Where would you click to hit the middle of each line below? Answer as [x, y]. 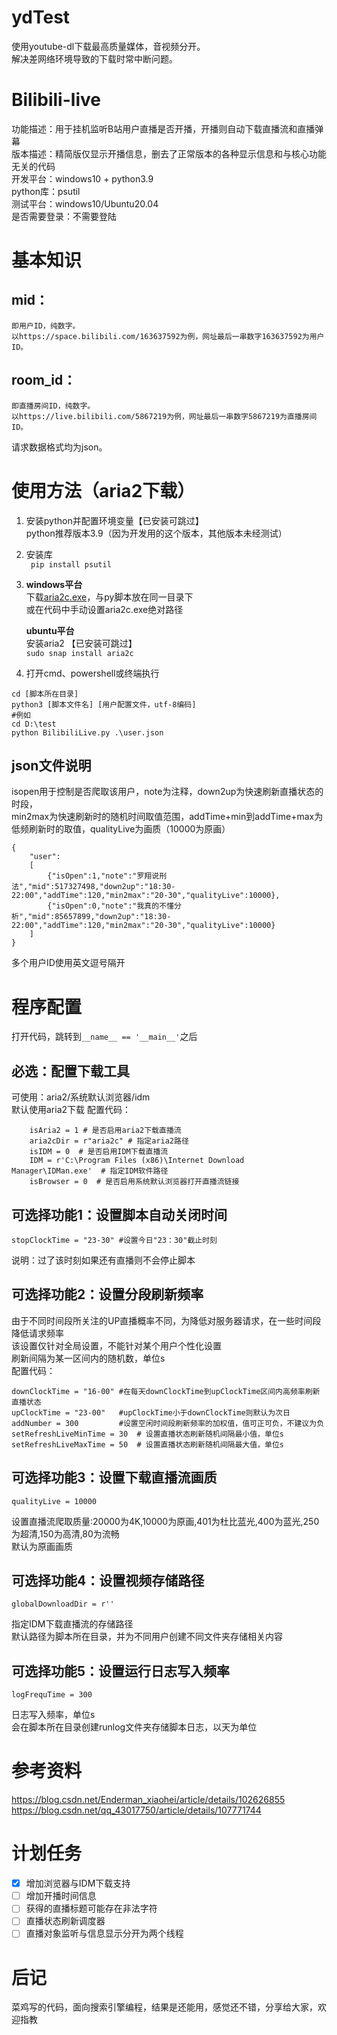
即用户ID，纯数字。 [46, 326]
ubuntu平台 [50, 630]
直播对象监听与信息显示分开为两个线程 [104, 1933]
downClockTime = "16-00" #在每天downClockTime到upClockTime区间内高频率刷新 [166, 1391]
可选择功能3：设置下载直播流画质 [114, 1477]
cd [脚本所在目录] [45, 694]
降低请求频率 [37, 1333]
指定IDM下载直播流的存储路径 [72, 1624]
